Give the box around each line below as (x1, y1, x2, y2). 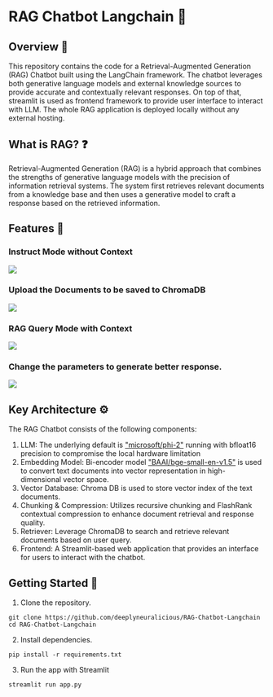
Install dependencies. (20, 635, 93, 645)
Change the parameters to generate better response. (8, 362, 222, 373)
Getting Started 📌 (8, 576, 99, 590)
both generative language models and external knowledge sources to (8, 79, 242, 88)
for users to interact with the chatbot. (20, 553, 146, 563)
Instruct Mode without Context (8, 246, 133, 257)
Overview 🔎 (8, 40, 68, 54)
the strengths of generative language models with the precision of (8, 172, 231, 182)
